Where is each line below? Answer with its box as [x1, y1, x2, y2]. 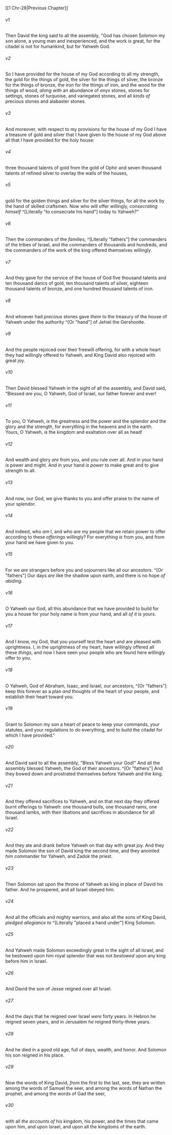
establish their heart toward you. [5, 694, 74, 700]
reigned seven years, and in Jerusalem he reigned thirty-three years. [5, 1019, 151, 1025]
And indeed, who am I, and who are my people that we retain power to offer [5, 528, 166, 534]
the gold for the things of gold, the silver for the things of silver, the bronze [5, 76, 163, 83]
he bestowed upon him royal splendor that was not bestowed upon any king [5, 953, 166, 959]
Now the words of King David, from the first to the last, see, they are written [5, 1080, 165, 1086]
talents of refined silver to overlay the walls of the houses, [5, 170, 128, 176]
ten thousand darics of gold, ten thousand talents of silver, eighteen [5, 280, 149, 286]
